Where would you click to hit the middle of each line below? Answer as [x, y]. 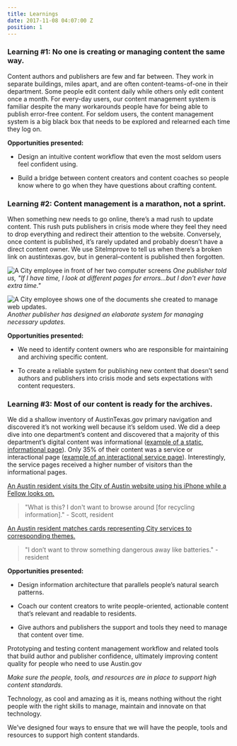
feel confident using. [47, 164]
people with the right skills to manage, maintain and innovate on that [107, 706]
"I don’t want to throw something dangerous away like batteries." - [121, 550]
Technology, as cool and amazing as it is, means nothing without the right [115, 698]
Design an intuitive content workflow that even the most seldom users [119, 156]
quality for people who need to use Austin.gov [75, 664]
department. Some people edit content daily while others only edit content [116, 91]
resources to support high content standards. [73, 735]
